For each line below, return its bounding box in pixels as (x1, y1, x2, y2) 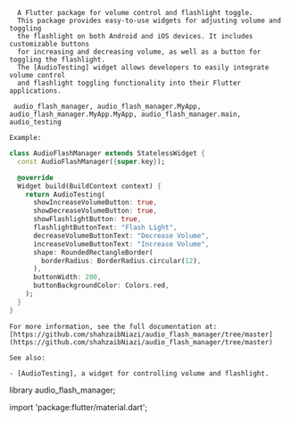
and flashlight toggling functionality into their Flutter (17, 78, 242, 87)
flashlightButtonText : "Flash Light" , (32, 223, 178, 232)
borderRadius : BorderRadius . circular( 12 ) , (41, 256, 202, 265)
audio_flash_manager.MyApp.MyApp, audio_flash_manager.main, (9, 110, 242, 119)
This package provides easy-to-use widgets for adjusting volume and (17, 16, 281, 25)
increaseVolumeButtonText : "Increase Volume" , (32, 239, 210, 249)
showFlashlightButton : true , (32, 215, 142, 224)
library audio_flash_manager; (9, 384, 116, 395)
